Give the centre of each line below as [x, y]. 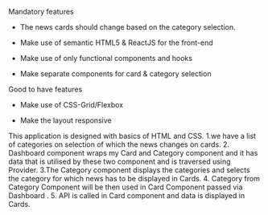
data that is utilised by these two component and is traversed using [120, 161]
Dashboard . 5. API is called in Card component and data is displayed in [127, 195]
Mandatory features [41, 12]
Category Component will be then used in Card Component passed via [126, 187]
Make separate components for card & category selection [115, 74]
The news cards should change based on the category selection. [128, 27]
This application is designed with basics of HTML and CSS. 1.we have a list [132, 136]
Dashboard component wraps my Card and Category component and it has [133, 153]
